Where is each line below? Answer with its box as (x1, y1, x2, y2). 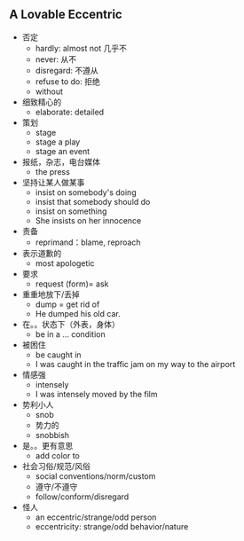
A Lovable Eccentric (9, 7, 122, 22)
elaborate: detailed (35, 106, 105, 117)
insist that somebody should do (35, 196, 151, 207)
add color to (35, 450, 80, 460)
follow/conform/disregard (35, 491, 130, 502)
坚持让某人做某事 (21, 176, 85, 187)
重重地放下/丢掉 (21, 288, 80, 300)
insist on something (35, 206, 107, 216)
